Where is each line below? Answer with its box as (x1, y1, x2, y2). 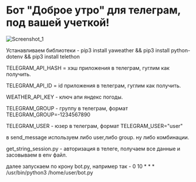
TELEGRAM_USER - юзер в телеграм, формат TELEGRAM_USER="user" (6, 122, 183, 129)
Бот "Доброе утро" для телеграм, (6, 4, 181, 17)
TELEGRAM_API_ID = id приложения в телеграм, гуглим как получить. (6, 82, 181, 89)
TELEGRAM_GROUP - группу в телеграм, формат (6, 105, 128, 112)
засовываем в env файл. (6, 151, 67, 159)
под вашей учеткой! (6, 16, 110, 29)
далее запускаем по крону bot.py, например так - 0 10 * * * (6, 163, 155, 170)
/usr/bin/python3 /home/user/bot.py (6, 168, 93, 176)
